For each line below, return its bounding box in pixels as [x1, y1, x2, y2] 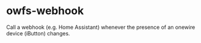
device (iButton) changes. [6, 29, 70, 37]
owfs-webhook [6, 4, 84, 18]
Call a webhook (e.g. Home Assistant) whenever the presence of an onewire [6, 24, 196, 31]
